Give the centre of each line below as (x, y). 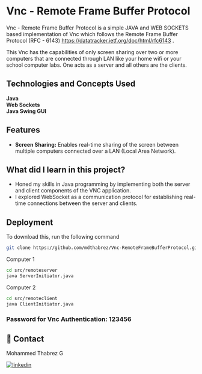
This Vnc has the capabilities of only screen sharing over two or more (92, 52)
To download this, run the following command (63, 237)
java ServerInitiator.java (40, 276)
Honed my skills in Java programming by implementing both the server (103, 184)
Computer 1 (20, 259)
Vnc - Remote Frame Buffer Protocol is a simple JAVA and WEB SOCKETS (97, 28)
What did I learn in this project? (66, 170)
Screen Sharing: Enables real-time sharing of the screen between (97, 144)
